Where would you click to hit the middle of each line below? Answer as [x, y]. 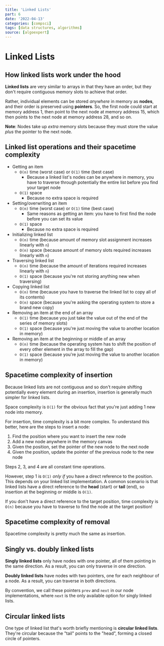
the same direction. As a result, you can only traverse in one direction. [76, 566]
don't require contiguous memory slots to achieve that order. [66, 92]
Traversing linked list [33, 260]
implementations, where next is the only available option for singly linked [78, 596]
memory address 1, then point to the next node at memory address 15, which [82, 112]
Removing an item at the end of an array [53, 313]
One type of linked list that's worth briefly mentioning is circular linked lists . [82, 628]
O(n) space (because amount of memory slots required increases [85, 250]
